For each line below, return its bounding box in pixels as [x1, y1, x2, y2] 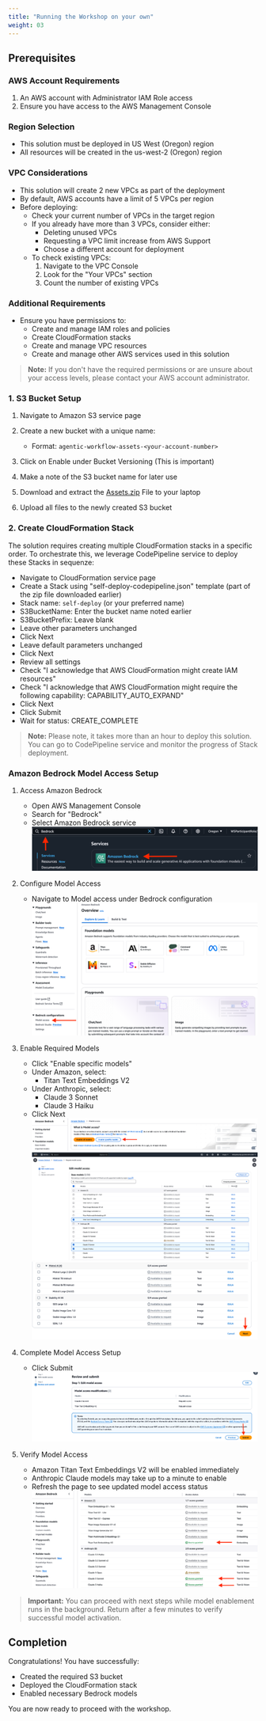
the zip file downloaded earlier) [19, 590, 122, 599]
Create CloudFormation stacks [31, 332, 131, 342]
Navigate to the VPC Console [43, 261, 139, 271]
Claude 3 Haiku [43, 1101, 94, 1111]
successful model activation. [27, 1613, 122, 1622]
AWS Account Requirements [8, 75, 120, 86]
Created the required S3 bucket [19, 1672, 123, 1681]
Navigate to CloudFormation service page [19, 572, 156, 582]
